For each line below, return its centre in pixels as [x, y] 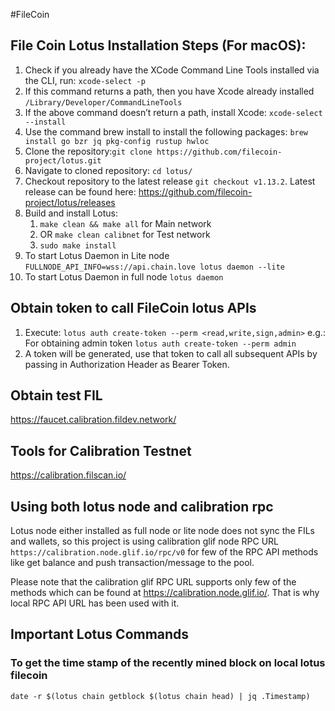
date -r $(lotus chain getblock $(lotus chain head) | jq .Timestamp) [160, 696]
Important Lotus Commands [100, 634]
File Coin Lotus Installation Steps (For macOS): [158, 45]
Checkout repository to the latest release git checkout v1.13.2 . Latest [170, 181]
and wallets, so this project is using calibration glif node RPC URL [144, 541]
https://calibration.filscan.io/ [68, 475]
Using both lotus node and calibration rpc [142, 506]
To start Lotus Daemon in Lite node [97, 255]
